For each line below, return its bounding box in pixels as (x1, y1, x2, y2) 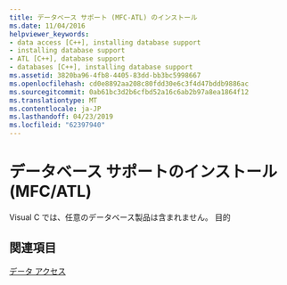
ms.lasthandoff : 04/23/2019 (9, 112, 114, 121)
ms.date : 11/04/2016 (9, 21, 86, 30)
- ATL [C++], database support (9, 54, 126, 63)
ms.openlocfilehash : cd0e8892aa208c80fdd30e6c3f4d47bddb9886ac (9, 79, 250, 88)
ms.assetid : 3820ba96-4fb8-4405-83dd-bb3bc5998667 (9, 71, 201, 80)
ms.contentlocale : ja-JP (9, 104, 102, 113)
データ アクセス (9, 265, 67, 276)
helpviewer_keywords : (9, 29, 90, 38)
